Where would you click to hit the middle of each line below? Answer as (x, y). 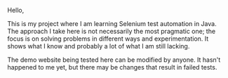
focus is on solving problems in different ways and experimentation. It (108, 39)
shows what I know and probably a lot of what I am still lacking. (99, 46)
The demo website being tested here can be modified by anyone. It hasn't (114, 60)
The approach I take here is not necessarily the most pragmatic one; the (112, 31)
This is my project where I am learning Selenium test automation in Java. (112, 24)
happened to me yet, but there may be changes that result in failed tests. (112, 67)
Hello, (16, 10)
